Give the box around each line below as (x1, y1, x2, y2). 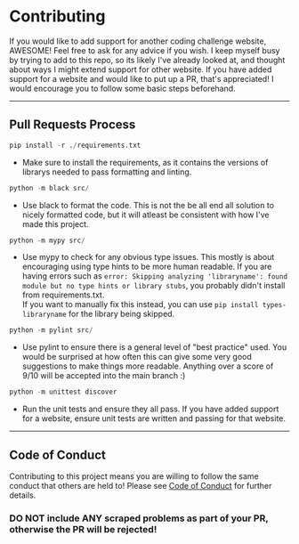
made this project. (21, 218, 89, 229)
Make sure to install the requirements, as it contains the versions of (21, 157, 269, 167)
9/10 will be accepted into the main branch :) (21, 370, 186, 381)
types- (262, 301, 287, 310)
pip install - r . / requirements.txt (9, 141, 141, 150)
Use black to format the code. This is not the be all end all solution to (21, 199, 274, 210)
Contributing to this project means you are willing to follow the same (9, 470, 260, 482)
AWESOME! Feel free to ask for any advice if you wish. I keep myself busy (9, 45, 280, 55)
